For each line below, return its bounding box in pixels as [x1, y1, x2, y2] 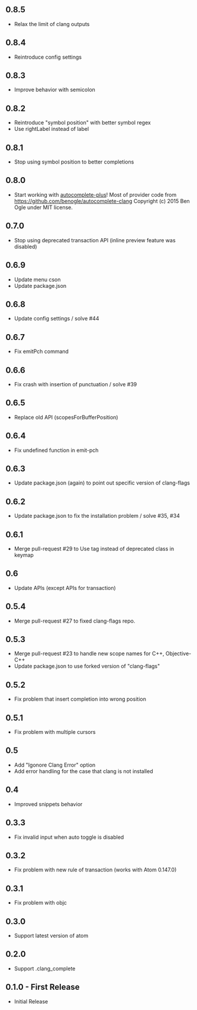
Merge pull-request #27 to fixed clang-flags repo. [14, 617, 135, 624]
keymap [14, 552, 34, 559]
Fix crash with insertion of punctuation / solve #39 [14, 380, 137, 387]
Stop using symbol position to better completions [14, 158, 134, 165]
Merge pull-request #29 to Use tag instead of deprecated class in [14, 545, 175, 552]
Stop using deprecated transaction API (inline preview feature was [14, 236, 176, 243]
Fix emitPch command [14, 348, 69, 355]
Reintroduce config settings [14, 53, 82, 60]
